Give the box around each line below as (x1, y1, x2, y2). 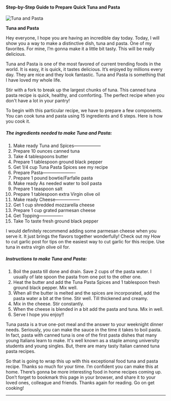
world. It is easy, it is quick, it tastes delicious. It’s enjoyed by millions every (6, 66, 163, 72)
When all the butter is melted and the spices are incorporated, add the (13, 290, 160, 296)
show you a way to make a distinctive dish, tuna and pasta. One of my (6, 41, 152, 47)
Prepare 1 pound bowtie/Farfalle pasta (13, 175, 93, 181)
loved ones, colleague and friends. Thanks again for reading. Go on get (6, 380, 155, 386)
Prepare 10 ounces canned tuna (13, 148, 80, 154)
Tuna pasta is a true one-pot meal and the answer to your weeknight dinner (6, 321, 164, 327)
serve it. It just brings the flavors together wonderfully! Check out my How (6, 233, 161, 239)
